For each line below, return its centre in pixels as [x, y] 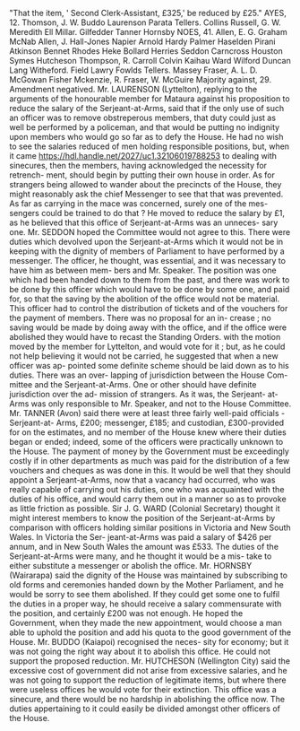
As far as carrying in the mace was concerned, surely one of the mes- [139, 204]
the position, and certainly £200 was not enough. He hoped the [126, 613]
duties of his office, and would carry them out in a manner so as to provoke [148, 499]
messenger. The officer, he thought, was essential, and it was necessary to [148, 261]
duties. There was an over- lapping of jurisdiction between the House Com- [149, 375]
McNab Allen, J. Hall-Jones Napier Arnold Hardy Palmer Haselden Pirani [142, 41]
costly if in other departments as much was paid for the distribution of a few [150, 461]
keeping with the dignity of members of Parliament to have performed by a [147, 251]
